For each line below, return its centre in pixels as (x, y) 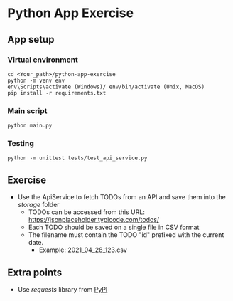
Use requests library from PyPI (63, 290)
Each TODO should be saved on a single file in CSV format (114, 227)
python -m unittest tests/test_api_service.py (77, 158)
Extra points (35, 272)
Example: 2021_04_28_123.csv (83, 250)
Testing (21, 144)
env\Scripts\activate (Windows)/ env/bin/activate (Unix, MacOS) (106, 87)
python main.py (30, 126)
